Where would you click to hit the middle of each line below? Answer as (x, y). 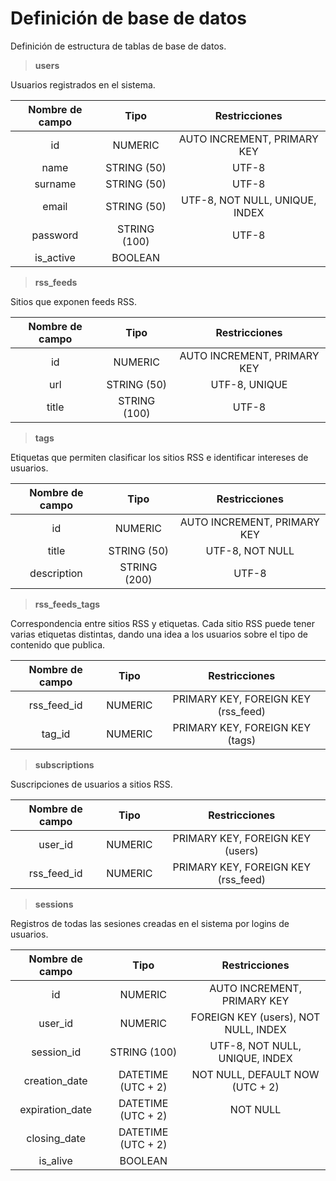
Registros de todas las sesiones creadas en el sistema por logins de (150, 923)
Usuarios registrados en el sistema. (83, 84)
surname (55, 184)
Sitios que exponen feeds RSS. (74, 301)
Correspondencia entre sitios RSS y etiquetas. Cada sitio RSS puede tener (162, 623)
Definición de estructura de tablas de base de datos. (118, 46)
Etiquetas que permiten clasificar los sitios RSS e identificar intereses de (159, 457)
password (55, 235)
